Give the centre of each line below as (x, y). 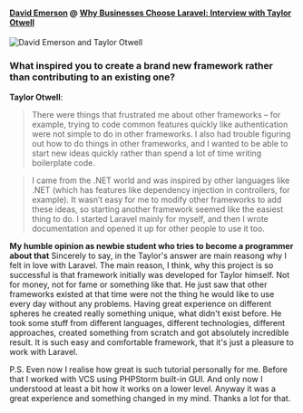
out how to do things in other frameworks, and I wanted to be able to (160, 143)
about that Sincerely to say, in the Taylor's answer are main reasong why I (148, 255)
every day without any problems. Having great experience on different (141, 303)
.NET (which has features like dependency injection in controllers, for (161, 189)
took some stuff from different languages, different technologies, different (147, 322)
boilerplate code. (63, 162)
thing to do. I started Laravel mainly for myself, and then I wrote (150, 218)
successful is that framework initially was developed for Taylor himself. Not (150, 274)
